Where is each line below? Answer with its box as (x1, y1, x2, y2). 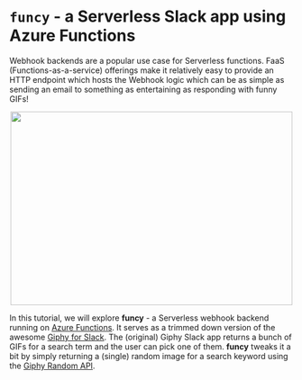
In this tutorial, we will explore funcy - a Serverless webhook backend (9, 312, 270, 323)
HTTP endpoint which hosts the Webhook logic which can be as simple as (9, 74, 285, 85)
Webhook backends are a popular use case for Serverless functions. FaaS (9, 55, 285, 66)
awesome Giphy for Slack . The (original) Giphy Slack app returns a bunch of (9, 331, 292, 342)
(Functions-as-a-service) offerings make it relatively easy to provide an (9, 65, 275, 76)
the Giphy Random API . (9, 360, 96, 371)
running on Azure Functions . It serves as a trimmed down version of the (9, 321, 276, 332)
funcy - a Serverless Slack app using (9, 6, 287, 27)
